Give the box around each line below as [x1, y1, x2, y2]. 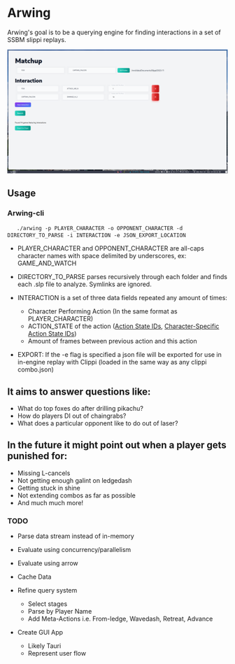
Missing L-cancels [17, 469, 71, 477]
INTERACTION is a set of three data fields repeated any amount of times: [17, 294, 227, 302]
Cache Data [17, 572, 52, 581]
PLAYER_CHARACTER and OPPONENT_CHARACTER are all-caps [17, 244, 204, 253]
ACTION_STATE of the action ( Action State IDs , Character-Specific [27, 322, 220, 330]
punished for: [7, 450, 68, 462]
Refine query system [17, 586, 78, 595]
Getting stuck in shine [17, 483, 80, 492]
